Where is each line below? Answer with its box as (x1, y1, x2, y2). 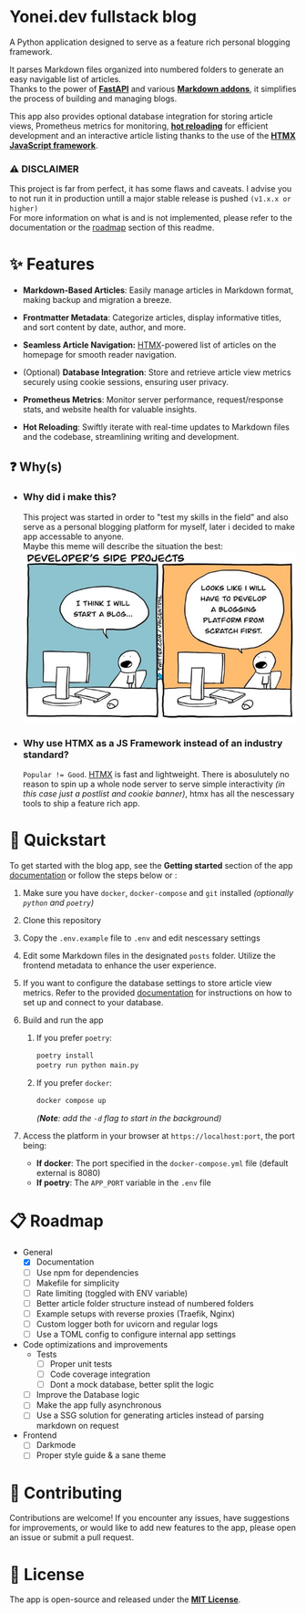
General (22, 1247, 53, 1258)
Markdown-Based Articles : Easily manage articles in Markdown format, (22, 285, 294, 296)
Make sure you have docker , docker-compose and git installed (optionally (22, 887, 294, 898)
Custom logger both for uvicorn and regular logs (36, 1318, 219, 1329)
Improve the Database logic (36, 1390, 140, 1401)
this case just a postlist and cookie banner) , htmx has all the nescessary (22, 787, 295, 799)
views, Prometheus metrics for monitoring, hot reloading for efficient (9, 120, 269, 131)
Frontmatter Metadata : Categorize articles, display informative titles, (22, 312, 282, 323)
